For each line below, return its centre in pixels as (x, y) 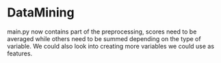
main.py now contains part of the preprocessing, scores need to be (102, 32)
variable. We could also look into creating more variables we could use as (110, 46)
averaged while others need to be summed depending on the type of (104, 38)
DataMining (41, 13)
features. (20, 53)
